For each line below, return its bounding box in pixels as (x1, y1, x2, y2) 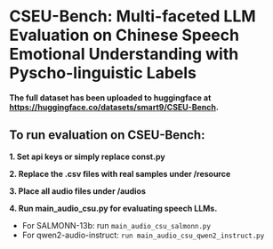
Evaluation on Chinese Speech (9, 25, 240, 45)
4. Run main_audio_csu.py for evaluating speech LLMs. (9, 203, 218, 213)
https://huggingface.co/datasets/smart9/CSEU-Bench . (9, 101, 220, 112)
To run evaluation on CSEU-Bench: (9, 127, 205, 143)
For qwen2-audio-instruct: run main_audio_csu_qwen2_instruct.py (21, 229, 265, 240)
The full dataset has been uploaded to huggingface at (9, 92, 212, 103)
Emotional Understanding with (9, 44, 239, 64)
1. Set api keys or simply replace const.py (9, 151, 166, 162)
